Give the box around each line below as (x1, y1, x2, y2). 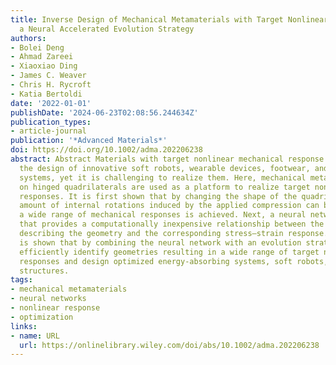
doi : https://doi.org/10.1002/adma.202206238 (10, 145, 203, 155)
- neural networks (10, 294, 87, 304)
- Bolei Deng (10, 42, 65, 53)
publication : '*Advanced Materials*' (10, 136, 168, 146)
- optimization (10, 312, 74, 322)
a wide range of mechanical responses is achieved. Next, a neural (19, 210, 307, 220)
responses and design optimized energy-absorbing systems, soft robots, (19, 256, 329, 266)
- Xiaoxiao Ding (10, 61, 78, 71)
